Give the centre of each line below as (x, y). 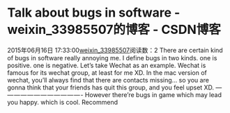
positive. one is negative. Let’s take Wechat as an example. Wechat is (107, 65)
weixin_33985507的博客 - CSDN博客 (114, 30)
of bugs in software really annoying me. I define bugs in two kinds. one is (112, 58)
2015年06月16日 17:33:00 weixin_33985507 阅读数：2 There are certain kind (115, 50)
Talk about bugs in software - (94, 13)
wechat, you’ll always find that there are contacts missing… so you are (108, 80)
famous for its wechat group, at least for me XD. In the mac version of (107, 72)
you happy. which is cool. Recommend (63, 102)
